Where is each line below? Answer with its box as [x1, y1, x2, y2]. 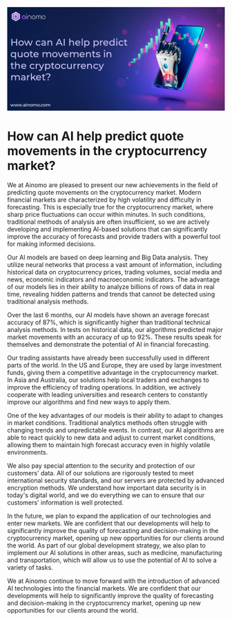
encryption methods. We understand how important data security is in [7, 484, 206, 492]
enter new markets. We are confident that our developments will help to [7, 519, 211, 527]
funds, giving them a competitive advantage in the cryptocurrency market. [7, 369, 219, 377]
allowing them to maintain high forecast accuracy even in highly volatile [7, 441, 211, 449]
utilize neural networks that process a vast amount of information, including [7, 261, 222, 269]
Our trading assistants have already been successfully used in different [7, 353, 210, 362]
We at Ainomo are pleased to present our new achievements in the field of [7, 181, 218, 189]
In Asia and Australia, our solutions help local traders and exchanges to [7, 376, 209, 384]
